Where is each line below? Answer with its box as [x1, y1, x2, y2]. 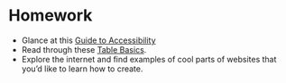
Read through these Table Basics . [21, 44, 147, 54]
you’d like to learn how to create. [21, 63, 143, 74]
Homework [8, 5, 93, 26]
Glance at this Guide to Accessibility [21, 35, 156, 46]
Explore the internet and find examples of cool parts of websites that [21, 54, 277, 64]
